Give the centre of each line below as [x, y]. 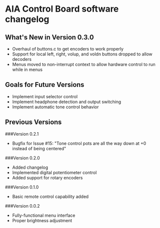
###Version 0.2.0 [22, 158]
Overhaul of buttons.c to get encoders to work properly [68, 49]
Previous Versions [33, 122]
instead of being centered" [39, 148]
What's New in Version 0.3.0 [50, 37]
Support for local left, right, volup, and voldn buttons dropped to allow [82, 54]
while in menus [27, 70]
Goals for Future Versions [45, 85]
